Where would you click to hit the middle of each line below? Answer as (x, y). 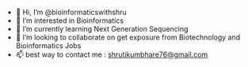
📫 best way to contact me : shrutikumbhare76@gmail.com (112, 54)
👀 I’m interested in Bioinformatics (70, 20)
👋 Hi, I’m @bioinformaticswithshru (71, 12)
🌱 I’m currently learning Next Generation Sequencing (102, 29)
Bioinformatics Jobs (48, 46)
